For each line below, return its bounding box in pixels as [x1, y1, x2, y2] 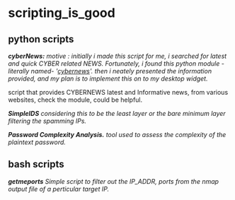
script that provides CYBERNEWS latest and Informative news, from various [8, 88, 229, 96]
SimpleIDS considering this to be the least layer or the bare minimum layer [8, 110, 226, 117]
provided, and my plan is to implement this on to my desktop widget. [8, 74, 208, 83]
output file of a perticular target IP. [8, 184, 109, 193]
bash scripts [8, 158, 64, 170]
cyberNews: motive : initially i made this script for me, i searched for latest [8, 52, 227, 60]
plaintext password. [8, 138, 67, 146]
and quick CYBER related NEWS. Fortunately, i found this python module [8, 59, 220, 68]
